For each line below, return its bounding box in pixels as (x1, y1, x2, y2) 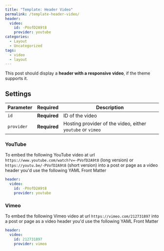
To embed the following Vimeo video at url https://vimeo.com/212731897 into (5, 213, 159, 219)
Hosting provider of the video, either (63, 120, 146, 127)
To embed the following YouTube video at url (5, 152, 95, 158)
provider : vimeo (14, 241, 47, 246)
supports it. (5, 76, 28, 81)
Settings (5, 90, 32, 98)
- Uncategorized (9, 43, 42, 48)
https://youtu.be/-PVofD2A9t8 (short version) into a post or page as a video (5, 162, 158, 168)
